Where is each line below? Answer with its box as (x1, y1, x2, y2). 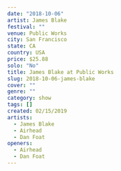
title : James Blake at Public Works (7, 68, 114, 75)
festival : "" (7, 23, 45, 30)
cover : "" (7, 82, 36, 89)
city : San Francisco (7, 36, 68, 43)
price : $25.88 (7, 56, 49, 63)
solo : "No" (7, 62, 39, 69)
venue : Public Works (7, 29, 68, 37)
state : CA (7, 43, 36, 50)
